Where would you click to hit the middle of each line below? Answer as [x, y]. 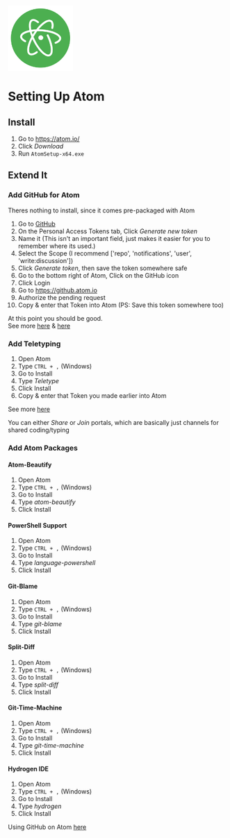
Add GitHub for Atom [44, 195]
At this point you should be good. [55, 318]
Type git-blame [40, 623]
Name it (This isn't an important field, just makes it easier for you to [114, 238]
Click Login [34, 283]
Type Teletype [39, 380]
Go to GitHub [37, 224]
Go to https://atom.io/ [49, 139]
